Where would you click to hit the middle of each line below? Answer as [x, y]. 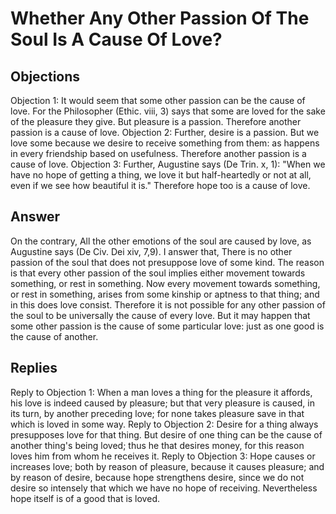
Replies [34, 368]
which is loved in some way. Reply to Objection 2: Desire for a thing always [164, 424]
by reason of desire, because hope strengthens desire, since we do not [157, 477]
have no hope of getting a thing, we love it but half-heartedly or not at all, [161, 175]
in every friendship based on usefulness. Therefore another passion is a [158, 153]
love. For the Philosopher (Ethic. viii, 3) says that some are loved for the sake [168, 111]
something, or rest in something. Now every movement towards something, [165, 283]
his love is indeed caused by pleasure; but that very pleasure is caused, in [162, 403]
